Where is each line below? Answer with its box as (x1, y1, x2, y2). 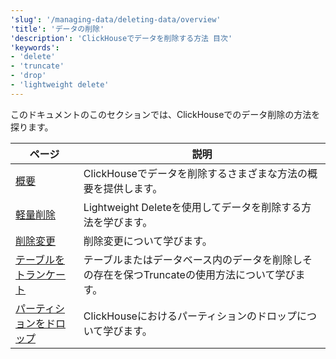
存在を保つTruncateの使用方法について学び (93, 267, 296, 281)
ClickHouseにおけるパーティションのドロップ (83, 309, 297, 323)
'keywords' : (10, 42, 60, 53)
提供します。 (103, 181, 163, 195)
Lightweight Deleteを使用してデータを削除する (83, 200, 302, 214)
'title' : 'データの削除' (10, 24, 105, 34)
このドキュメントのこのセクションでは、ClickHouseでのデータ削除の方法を (10, 108, 321, 120)
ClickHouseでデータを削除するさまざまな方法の (83, 166, 308, 180)
